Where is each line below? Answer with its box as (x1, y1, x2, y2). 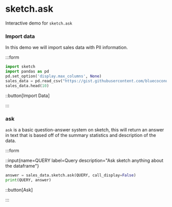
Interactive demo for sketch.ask (5, 20, 73, 26)
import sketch (5, 64, 36, 70)
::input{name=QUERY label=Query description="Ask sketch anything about (5, 157, 164, 164)
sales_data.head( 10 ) (5, 83, 50, 88)
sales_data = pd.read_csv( (5, 78, 63, 83)
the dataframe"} (5, 163, 39, 169)
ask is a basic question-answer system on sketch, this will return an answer (5, 126, 164, 133)
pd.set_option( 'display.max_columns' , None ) (5, 74, 102, 79)
